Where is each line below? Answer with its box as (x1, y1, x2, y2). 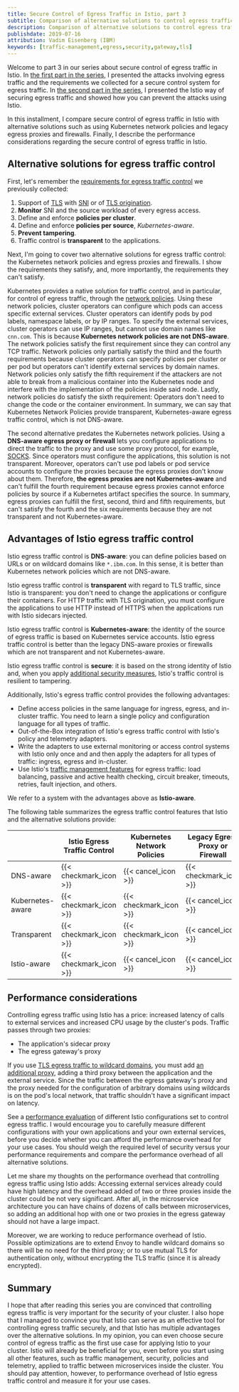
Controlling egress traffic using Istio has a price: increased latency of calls (7, 1011, 225, 1019)
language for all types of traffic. (17, 719, 110, 727)
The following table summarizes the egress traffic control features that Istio (7, 807, 228, 816)
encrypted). (7, 1262, 42, 1270)
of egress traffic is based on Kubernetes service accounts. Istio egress (7, 632, 215, 641)
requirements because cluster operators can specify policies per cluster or (7, 354, 226, 363)
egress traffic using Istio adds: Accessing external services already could (7, 1180, 223, 1188)
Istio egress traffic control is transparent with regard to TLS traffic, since (7, 581, 221, 589)
